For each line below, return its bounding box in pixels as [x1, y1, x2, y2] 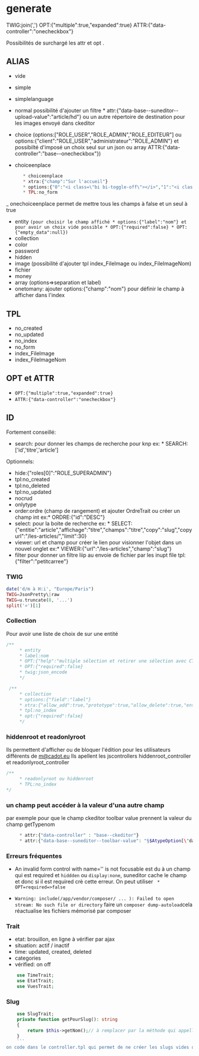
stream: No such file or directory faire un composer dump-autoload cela [14, 901, 192, 908]
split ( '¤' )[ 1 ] [6, 603, 41, 609]
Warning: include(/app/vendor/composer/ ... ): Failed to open [14, 896, 175, 902]
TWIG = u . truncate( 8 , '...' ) [6, 597, 73, 603]
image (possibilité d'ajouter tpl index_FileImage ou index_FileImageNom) [14, 260, 192, 267]
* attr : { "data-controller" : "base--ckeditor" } [19, 833, 139, 839]
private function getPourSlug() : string [17, 1017, 118, 1023]
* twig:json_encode [19, 669, 68, 676]
